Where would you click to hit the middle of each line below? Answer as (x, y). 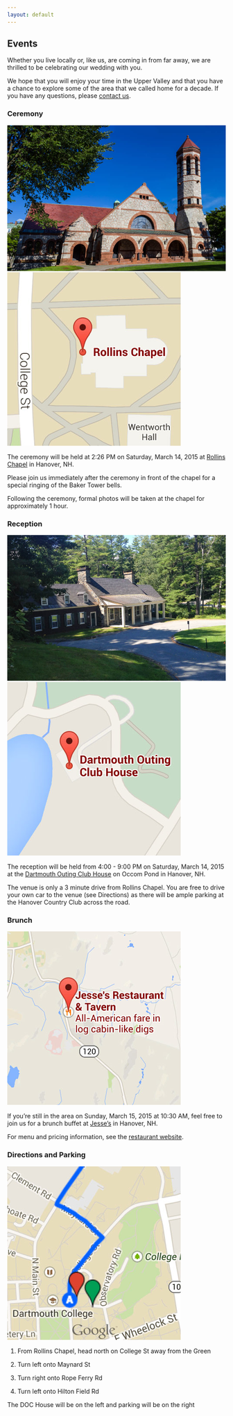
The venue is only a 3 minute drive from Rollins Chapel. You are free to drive (116, 887)
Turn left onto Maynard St (54, 1364)
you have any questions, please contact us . (69, 96)
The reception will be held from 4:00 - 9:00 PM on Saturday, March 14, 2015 (116, 867)
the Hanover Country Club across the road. (69, 903)
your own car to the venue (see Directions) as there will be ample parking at (115, 895)
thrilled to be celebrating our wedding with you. (75, 68)
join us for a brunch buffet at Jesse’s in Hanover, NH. (83, 1123)
